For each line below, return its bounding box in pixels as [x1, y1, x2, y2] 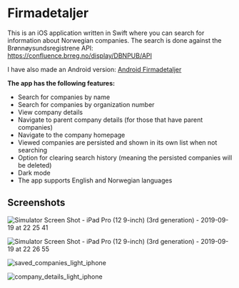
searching [17, 145, 48, 154]
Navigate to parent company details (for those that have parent [17, 115, 203, 124]
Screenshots [7, 197, 66, 209]
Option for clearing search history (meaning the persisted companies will [17, 153, 233, 162]
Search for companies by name [17, 93, 111, 101]
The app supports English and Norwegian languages [17, 176, 173, 185]
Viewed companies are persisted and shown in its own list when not [17, 138, 218, 147]
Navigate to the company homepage [17, 130, 126, 139]
